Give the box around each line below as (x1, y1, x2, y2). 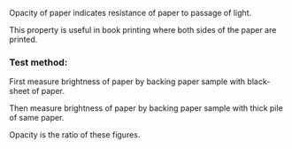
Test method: (9, 56, 68, 68)
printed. (9, 35, 38, 44)
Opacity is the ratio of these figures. (9, 129, 141, 140)
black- (247, 76, 271, 87)
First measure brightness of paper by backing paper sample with (9, 76, 246, 87)
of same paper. (9, 113, 65, 123)
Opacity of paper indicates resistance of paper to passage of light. (9, 8, 252, 18)
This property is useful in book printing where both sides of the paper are (9, 25, 277, 35)
